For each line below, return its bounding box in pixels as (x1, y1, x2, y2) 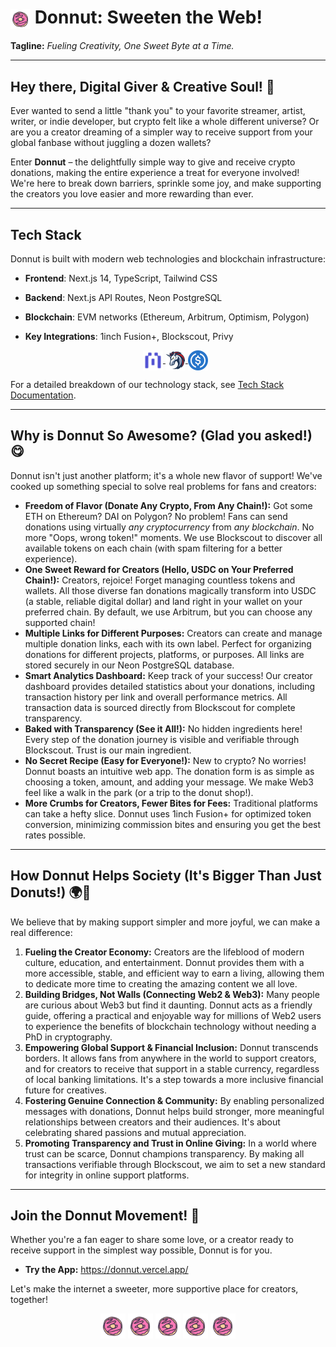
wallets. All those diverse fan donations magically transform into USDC (24, 584, 317, 596)
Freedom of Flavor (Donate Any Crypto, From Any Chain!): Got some (24, 499, 313, 511)
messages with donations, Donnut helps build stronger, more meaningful (24, 1105, 325, 1117)
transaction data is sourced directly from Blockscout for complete (24, 701, 296, 713)
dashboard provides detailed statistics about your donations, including (24, 680, 316, 692)
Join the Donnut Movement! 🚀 (10, 1207, 200, 1224)
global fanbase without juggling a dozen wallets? (10, 137, 212, 149)
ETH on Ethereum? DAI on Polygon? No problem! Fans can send (24, 510, 288, 522)
